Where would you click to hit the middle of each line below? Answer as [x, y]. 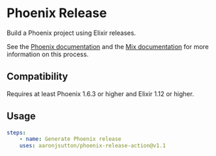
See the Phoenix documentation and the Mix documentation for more [108, 46]
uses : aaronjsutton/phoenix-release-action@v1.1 [93, 146]
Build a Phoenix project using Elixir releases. [71, 33]
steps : [16, 132]
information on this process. [48, 54]
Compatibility [37, 77]
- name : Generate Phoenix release [70, 139]
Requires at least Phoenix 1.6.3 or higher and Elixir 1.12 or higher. [101, 93]
